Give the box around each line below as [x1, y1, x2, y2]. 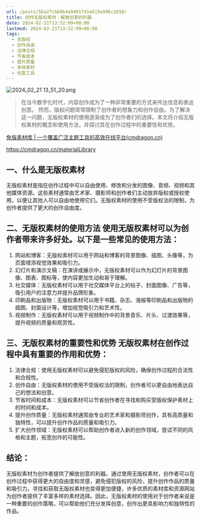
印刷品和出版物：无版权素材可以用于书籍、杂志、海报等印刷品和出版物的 [14, 296, 193, 303]
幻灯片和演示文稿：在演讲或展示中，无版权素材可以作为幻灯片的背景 [14, 266, 183, 273]
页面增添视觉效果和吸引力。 [14, 259, 84, 266]
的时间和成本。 [14, 403, 52, 410]
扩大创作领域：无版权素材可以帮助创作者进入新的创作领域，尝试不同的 [14, 426, 188, 433]
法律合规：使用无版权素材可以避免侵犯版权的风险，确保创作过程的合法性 [14, 366, 193, 373]
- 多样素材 [11, 64, 35, 71]
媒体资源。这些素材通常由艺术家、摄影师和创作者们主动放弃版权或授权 [11, 189, 184, 196]
